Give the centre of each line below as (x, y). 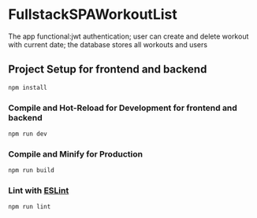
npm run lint (30, 207)
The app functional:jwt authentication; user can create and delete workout (128, 36)
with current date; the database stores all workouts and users (108, 44)
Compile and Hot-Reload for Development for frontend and (123, 108)
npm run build (32, 171)
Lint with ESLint (39, 190)
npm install (28, 87)
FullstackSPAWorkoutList (93, 15)
